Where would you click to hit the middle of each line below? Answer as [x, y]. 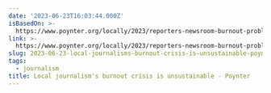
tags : [17, 61]
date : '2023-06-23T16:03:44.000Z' [67, 16]
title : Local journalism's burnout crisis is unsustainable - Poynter [129, 76]
